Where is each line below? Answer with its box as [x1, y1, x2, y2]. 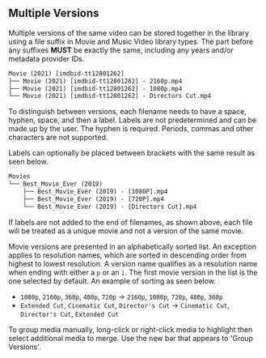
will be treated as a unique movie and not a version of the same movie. [8, 226, 244, 236]
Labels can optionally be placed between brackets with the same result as [8, 148, 255, 158]
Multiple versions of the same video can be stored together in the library [8, 28, 249, 37]
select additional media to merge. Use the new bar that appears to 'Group [8, 333, 253, 343]
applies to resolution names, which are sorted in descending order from [8, 250, 247, 260]
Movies [8, 173, 31, 181]
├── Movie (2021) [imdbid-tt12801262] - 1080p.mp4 [8, 84, 183, 92]
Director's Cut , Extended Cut [19, 309, 119, 318]
